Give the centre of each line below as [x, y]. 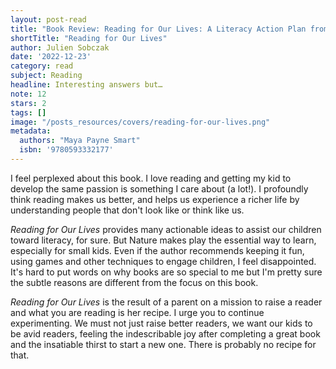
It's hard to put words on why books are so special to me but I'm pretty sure [166, 272]
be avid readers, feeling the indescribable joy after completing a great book [165, 333]
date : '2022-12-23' [51, 57]
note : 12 [28, 94]
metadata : [31, 131]
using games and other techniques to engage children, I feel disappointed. [163, 261]
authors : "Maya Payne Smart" [80, 141]
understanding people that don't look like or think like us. [127, 210]
